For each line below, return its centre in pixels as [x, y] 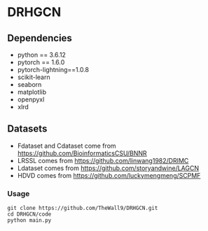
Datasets [27, 129]
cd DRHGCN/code [29, 214]
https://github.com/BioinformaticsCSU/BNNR [82, 153]
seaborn [29, 84]
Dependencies [40, 38]
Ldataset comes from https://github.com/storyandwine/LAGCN [108, 168]
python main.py [29, 220]
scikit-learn [34, 77]
